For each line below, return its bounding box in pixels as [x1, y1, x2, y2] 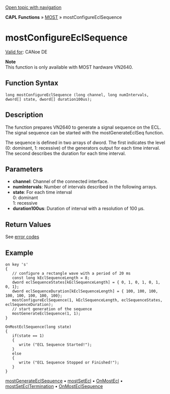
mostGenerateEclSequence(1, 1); [12, 311, 81, 316]
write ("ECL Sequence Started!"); [18, 342, 93, 347]
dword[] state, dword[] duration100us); [5, 97, 93, 102]
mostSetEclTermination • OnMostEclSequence [5, 383, 103, 389]
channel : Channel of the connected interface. [12, 178, 109, 185]
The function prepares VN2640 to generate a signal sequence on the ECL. [5, 124, 161, 130]
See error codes [5, 234, 40, 240]
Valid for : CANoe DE [5, 48, 47, 55]
